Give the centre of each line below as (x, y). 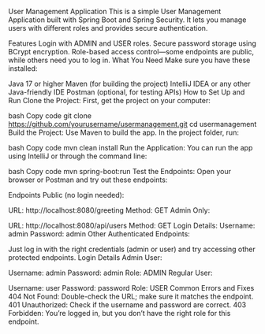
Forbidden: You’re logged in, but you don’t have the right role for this (119, 313)
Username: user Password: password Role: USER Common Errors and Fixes (131, 288)
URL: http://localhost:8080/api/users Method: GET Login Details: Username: (132, 225)
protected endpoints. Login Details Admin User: (85, 258)
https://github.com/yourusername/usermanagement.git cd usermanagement (132, 124)
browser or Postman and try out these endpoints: (88, 180)
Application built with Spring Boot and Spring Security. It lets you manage (127, 20)
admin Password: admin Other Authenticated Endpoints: (99, 234)
